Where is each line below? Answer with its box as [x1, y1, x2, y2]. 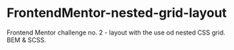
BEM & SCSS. [6, 35, 47, 44]
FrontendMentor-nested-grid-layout [6, 5, 228, 21]
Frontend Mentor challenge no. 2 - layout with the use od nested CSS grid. [6, 28, 225, 37]
